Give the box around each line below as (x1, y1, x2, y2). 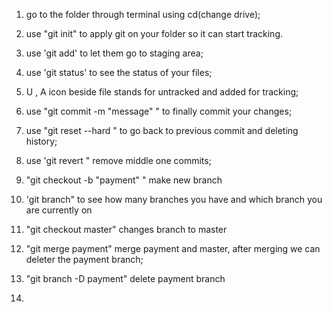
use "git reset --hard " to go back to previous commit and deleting (25, 125, 299, 136)
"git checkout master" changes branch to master (25, 224, 228, 235)
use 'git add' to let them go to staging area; (25, 47, 204, 59)
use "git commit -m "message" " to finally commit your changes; (25, 105, 293, 117)
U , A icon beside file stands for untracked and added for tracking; (25, 86, 299, 98)
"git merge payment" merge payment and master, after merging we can (25, 243, 321, 254)
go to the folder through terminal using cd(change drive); (25, 9, 261, 20)
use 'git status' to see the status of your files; (25, 67, 213, 78)
